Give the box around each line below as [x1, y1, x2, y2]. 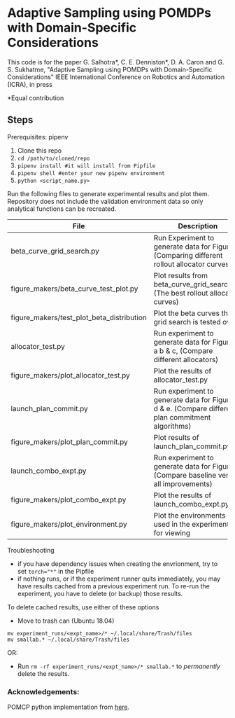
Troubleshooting [7, 546, 55, 554]
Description [178, 221, 218, 230]
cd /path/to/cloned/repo [17, 155, 90, 162]
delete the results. [17, 669, 70, 677]
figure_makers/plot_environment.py [10, 519, 127, 529]
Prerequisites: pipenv [7, 132, 69, 141]
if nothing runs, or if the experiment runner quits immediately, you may [17, 574, 221, 583]
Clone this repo [17, 146, 62, 155]
